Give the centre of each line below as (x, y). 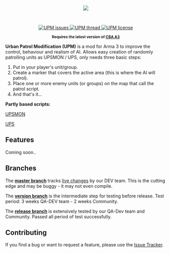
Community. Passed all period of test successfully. (58, 216)
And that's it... (27, 94)
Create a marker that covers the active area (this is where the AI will (84, 72)
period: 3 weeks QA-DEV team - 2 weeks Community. (62, 201)
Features (20, 140)
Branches (21, 168)
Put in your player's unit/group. (45, 67)
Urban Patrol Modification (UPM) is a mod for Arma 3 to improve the (78, 46)
